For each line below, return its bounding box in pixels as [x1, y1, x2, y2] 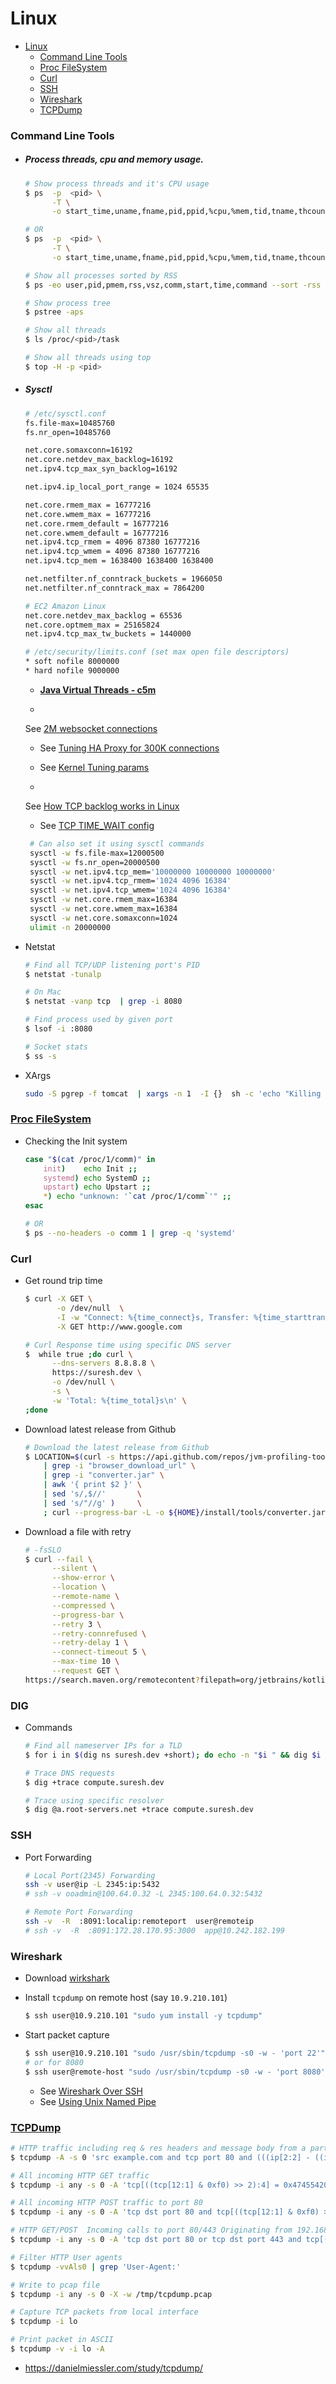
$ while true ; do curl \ [24, 1349, 133, 1359]
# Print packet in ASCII [10, 2335, 114, 2345]
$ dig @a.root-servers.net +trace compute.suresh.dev [24, 1805, 254, 1815]
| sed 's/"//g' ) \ [43, 1498, 143, 1508]
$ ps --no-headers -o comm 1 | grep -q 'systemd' [24, 1228, 237, 1238]
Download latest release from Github [24, 1423, 177, 1435]
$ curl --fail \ [24, 1554, 93, 1564]
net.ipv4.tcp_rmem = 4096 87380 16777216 [24, 537, 200, 547]
